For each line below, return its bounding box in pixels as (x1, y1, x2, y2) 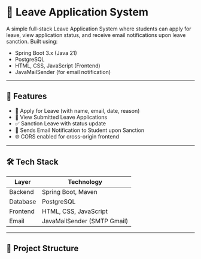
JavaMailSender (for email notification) (14, 68, 111, 75)
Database (9, 197, 36, 205)
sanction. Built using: (6, 38, 58, 45)
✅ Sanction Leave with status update (14, 119, 106, 127)
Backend (9, 187, 34, 196)
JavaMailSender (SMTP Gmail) (41, 217, 129, 225)
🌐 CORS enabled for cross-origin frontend (14, 132, 120, 140)
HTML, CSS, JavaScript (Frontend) (14, 62, 100, 69)
